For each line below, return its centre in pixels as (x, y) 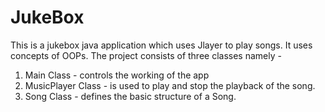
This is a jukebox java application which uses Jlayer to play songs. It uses (161, 45)
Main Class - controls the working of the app (117, 75)
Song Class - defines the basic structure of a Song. (130, 96)
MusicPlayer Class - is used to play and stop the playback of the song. (170, 85)
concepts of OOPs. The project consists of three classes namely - (146, 55)
